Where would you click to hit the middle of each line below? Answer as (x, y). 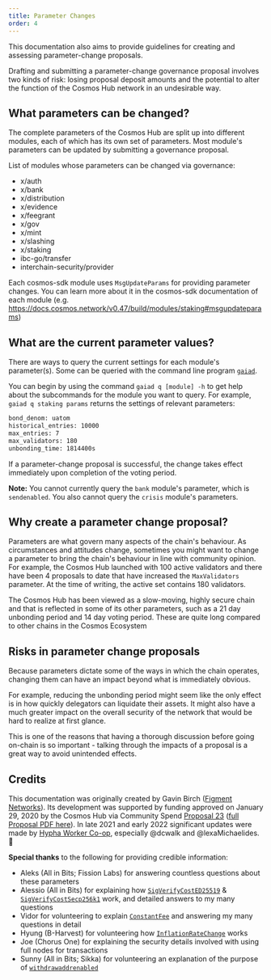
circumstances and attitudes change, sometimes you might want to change (133, 550)
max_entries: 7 (34, 433)
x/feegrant (38, 216)
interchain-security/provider (67, 267)
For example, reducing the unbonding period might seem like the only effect (135, 695)
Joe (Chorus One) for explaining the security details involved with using (140, 941)
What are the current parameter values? (111, 342)
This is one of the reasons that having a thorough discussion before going (131, 737)
